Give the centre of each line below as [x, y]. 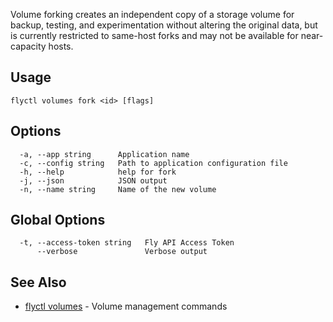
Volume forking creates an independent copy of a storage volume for [152, 14]
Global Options [58, 220]
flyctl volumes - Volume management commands [126, 306]
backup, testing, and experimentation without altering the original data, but [164, 25]
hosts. [61, 46]
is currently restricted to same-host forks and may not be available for [154, 35]
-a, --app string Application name [104, 154]
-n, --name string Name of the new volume [118, 189]
